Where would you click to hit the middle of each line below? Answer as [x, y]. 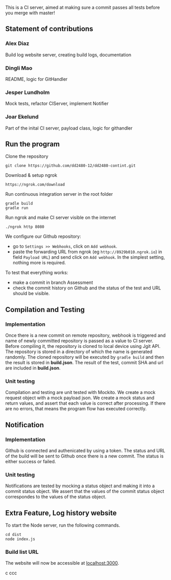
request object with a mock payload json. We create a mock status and [80, 398]
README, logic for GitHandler [36, 79]
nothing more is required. [39, 263]
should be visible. [31, 294]
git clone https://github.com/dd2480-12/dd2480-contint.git [71, 166]
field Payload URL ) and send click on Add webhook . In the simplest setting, [89, 257]
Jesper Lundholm [28, 92]
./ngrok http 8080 [25, 227]
